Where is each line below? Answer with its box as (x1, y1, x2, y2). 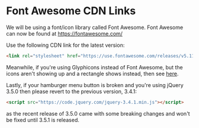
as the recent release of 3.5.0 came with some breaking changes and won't (6, 110, 191, 117)
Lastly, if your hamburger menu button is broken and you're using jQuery (6, 81, 184, 88)
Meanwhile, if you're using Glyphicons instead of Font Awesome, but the (6, 63, 183, 71)
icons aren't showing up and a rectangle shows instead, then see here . (6, 70, 179, 77)
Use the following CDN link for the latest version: (6, 41, 125, 49)
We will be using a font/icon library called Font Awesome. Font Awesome (6, 24, 184, 31)
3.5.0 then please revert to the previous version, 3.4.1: (6, 88, 137, 95)
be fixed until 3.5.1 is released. (6, 116, 80, 123)
